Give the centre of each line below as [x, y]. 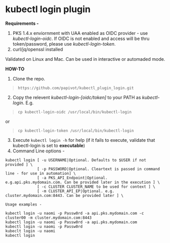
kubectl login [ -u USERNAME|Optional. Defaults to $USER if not [76, 160]
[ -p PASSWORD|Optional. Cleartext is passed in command [98, 169]
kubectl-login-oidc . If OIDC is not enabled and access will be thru [81, 38]
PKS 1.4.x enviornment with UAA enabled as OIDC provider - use [80, 33]
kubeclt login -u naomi [30, 231]
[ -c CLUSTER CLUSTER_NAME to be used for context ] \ [96, 187]
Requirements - [22, 23]
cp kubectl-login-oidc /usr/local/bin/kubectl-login [75, 112]
